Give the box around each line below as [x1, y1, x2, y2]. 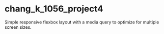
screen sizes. [4, 24, 31, 30]
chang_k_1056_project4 [4, 3, 104, 14]
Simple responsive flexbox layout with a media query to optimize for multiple [4, 19, 159, 25]
